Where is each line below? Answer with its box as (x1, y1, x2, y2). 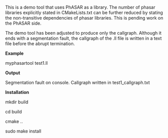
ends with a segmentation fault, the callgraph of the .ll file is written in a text (5, 35, 162, 41)
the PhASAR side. (5, 20, 42, 26)
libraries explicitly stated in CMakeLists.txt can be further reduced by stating (5, 10, 163, 16)
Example (5, 50, 24, 56)
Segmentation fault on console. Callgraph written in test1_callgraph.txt (5, 80, 150, 85)
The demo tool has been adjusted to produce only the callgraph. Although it (5, 30, 161, 36)
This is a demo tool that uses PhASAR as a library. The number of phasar (5, 5, 155, 10)
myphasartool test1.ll (5, 60, 48, 66)
